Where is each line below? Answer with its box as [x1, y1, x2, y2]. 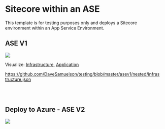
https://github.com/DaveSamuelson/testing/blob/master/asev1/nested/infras [5, 71, 160, 77]
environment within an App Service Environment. [5, 25, 104, 31]
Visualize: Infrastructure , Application [5, 62, 79, 67]
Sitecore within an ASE [5, 3, 100, 15]
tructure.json [5, 76, 31, 82]
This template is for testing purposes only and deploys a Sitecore [5, 20, 137, 26]
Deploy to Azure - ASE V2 [5, 105, 85, 114]
